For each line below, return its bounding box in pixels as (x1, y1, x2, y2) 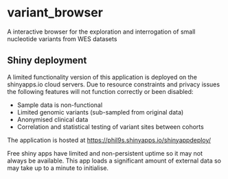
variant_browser (7, 5, 103, 21)
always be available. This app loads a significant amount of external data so (7, 156, 222, 165)
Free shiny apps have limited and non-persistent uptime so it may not (7, 149, 203, 157)
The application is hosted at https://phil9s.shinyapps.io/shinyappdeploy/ (7, 136, 212, 144)
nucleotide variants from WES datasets (7, 34, 117, 43)
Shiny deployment (7, 55, 87, 67)
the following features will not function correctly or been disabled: (7, 87, 194, 95)
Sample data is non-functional (16, 101, 103, 109)
